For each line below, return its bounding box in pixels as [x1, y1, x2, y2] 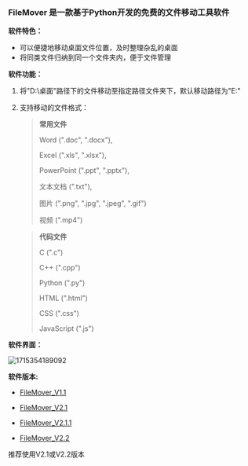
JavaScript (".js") [38, 324, 94, 333]
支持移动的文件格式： [19, 103, 89, 112]
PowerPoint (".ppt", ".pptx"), [38, 166, 129, 175]
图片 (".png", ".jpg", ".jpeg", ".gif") [38, 199, 147, 208]
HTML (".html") [38, 293, 89, 303]
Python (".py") [38, 278, 86, 288]
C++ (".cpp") [38, 263, 81, 273]
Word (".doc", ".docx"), [38, 135, 113, 145]
